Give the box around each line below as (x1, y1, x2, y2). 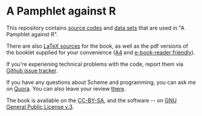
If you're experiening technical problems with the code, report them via (6, 60, 183, 68)
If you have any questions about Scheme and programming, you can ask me (6, 79, 197, 86)
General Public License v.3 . (6, 103, 74, 110)
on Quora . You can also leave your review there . (6, 85, 126, 92)
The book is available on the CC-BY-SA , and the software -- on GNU (6, 97, 177, 104)
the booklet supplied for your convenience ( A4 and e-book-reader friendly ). (6, 48, 195, 56)
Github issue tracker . (6, 66, 58, 74)
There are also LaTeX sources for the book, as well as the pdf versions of (6, 42, 189, 50)
